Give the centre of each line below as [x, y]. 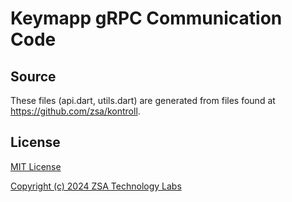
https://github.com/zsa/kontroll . [75, 111]
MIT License [36, 166]
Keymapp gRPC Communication [146, 18]
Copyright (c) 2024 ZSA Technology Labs [96, 186]
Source [33, 76]
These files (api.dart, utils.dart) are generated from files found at [143, 100]
